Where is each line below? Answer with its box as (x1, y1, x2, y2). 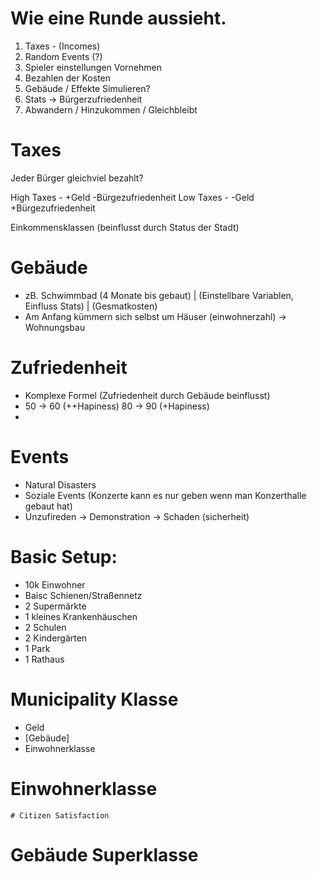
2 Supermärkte (24, 600, 87, 612)
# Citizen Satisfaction (10, 810, 110, 821)
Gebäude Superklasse (10, 843, 199, 866)
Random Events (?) (24, 50, 103, 62)
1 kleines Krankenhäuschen (24, 610, 138, 622)
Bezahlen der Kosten (24, 72, 112, 84)
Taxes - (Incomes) (24, 40, 101, 52)
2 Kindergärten (24, 632, 88, 644)
